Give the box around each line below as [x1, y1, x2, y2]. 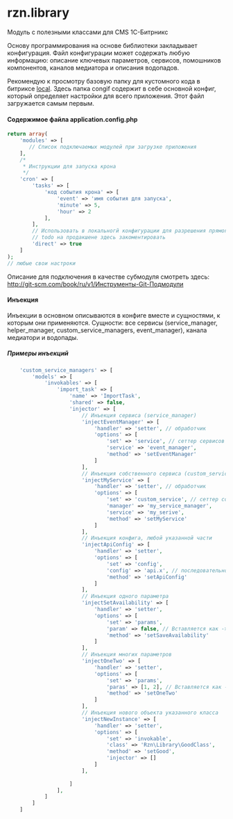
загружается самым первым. [7, 99, 95, 107]
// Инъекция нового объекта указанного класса [81, 709, 218, 717]
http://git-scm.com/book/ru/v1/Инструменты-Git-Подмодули [7, 279, 184, 288]
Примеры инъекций [7, 349, 69, 357]
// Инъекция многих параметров [81, 651, 172, 658]
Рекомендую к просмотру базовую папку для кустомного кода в [7, 76, 201, 85]
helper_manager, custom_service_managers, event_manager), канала [7, 325, 207, 334]
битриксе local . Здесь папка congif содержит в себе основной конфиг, [7, 84, 216, 92]
